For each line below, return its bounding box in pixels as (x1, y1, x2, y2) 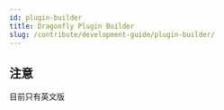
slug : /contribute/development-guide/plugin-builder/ (9, 30, 216, 39)
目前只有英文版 (9, 91, 65, 102)
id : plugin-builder (9, 13, 83, 23)
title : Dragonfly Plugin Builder (9, 22, 135, 31)
